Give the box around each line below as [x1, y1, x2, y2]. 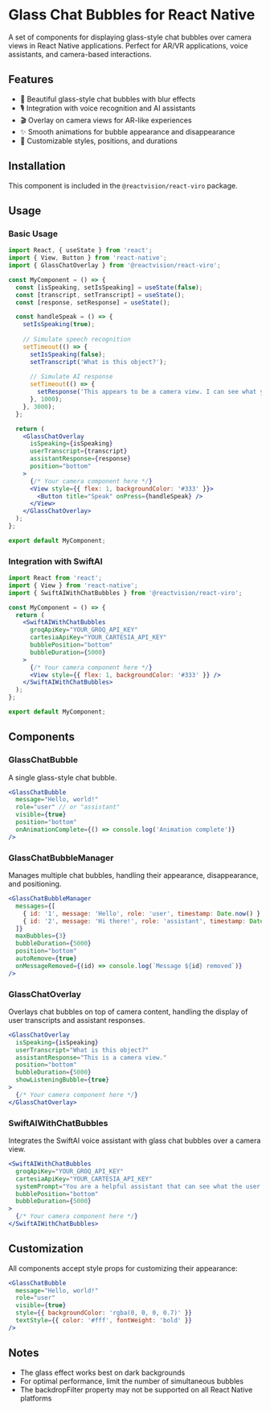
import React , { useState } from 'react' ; [8, 246, 153, 254]
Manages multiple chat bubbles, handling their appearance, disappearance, [8, 871, 259, 880]
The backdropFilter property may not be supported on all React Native [19, 1384, 253, 1394]
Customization [8, 1242, 84, 1256]
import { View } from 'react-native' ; [8, 581, 138, 590]
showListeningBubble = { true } [15, 1076, 110, 1084]
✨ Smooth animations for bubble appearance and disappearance [19, 126, 235, 136]
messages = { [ [15, 902, 56, 910]
